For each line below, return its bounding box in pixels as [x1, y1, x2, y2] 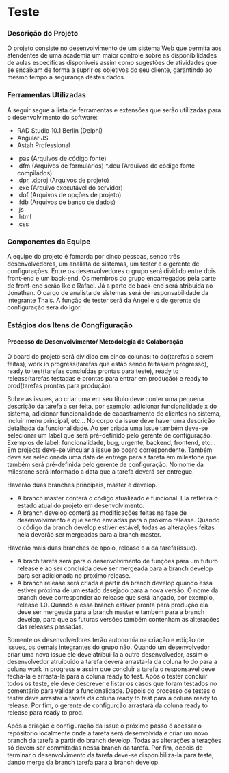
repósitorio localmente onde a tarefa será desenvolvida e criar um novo [7, 729, 208, 737]
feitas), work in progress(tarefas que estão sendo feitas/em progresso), [7, 360, 208, 368]
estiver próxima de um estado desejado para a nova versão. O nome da [16, 586, 219, 594]
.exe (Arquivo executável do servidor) [16, 183, 123, 192]
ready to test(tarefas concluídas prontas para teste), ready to [7, 367, 179, 375]
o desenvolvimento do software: [7, 113, 98, 121]
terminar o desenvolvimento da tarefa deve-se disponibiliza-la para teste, [7, 751, 214, 759]
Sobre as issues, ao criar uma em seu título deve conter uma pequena [7, 395, 204, 403]
